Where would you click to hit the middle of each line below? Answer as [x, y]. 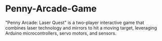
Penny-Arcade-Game [51, 9]
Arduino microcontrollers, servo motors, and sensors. [61, 33]
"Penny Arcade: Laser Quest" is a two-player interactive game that [75, 22]
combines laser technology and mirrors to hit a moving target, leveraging [81, 27]
